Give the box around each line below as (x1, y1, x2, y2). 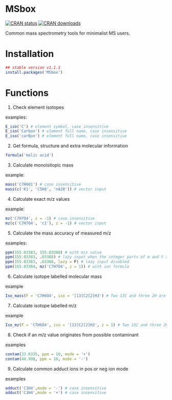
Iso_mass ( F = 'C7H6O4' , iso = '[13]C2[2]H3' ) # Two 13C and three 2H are (5, 293, 166, 298)
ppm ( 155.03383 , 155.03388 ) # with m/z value (5, 250, 102, 255)
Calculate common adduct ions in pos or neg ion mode (12, 366, 128, 372)
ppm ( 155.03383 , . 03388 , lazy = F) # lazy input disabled (5, 259, 130, 264)
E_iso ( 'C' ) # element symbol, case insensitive (5, 124, 109, 129)
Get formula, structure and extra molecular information (12, 143, 128, 149)
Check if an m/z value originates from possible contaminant (12, 332, 139, 338)
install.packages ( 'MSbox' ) (5, 70, 63, 75)
